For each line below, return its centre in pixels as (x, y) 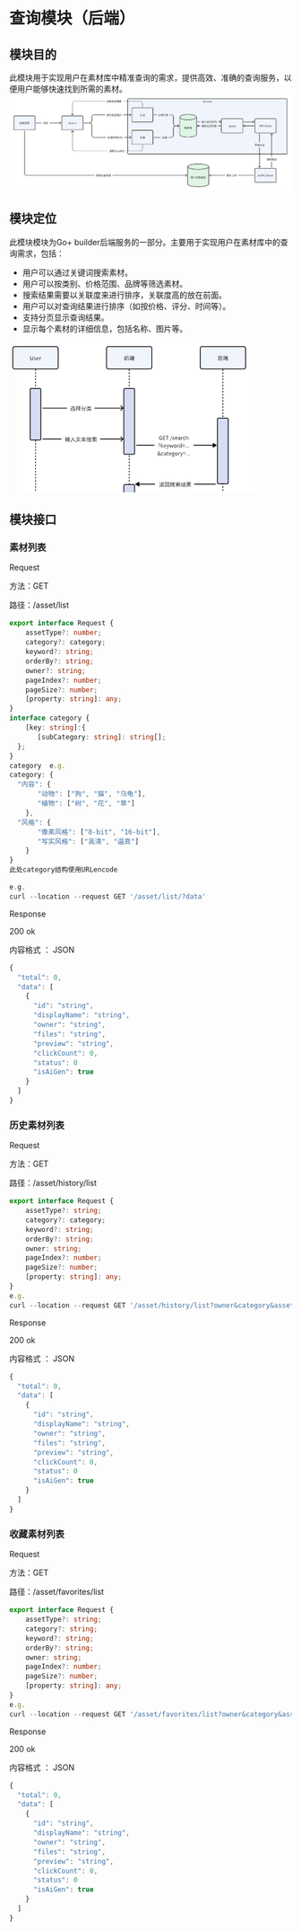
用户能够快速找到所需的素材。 (72, 89)
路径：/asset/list (39, 605)
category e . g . (38, 766)
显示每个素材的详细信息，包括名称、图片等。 (105, 328)
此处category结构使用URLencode (64, 870)
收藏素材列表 (37, 1534)
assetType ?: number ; (64, 633)
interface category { (50, 718)
